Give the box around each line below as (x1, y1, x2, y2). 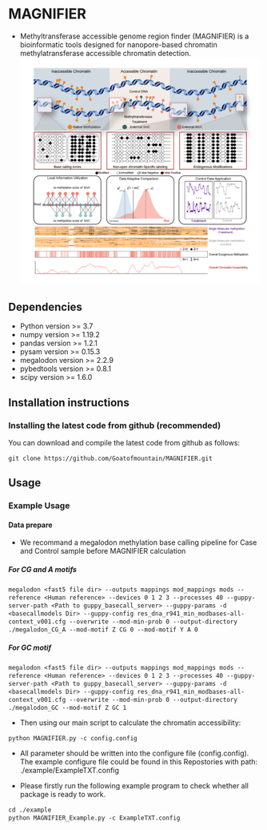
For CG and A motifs (8, 565, 78, 574)
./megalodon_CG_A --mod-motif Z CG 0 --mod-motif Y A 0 (8, 626, 198, 634)
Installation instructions (8, 396, 130, 409)
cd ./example (8, 806, 52, 814)
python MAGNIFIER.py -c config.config (8, 735, 137, 743)
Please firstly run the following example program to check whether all (19, 781, 249, 791)
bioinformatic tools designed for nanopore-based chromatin (19, 39, 217, 49)
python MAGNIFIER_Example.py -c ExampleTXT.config (8, 814, 181, 822)
